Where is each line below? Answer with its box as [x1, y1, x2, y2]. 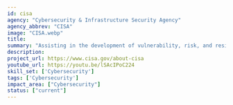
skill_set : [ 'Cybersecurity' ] [7, 68, 95, 75]
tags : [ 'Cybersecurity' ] [7, 74, 79, 82]
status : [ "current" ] [7, 87, 67, 94]
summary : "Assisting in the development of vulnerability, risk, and [7, 42, 213, 49]
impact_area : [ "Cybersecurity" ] [7, 81, 101, 88]
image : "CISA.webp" [7, 29, 64, 37]
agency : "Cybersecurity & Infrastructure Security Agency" [7, 17, 182, 23]
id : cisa [7, 10, 33, 17]
